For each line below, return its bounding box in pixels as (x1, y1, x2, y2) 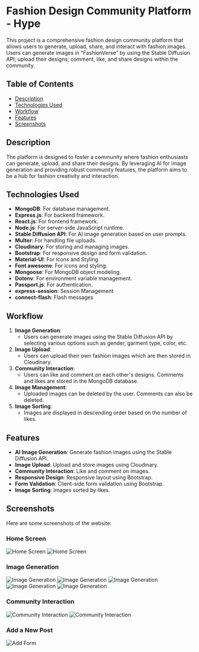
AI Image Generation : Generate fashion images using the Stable (14, 448, 172, 456)
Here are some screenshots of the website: (6, 519, 112, 526)
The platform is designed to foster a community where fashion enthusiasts (6, 153, 188, 160)
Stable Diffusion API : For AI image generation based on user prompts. (14, 230, 187, 238)
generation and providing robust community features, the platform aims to (6, 166, 187, 173)
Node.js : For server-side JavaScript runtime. (14, 224, 125, 232)
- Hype (6, 17, 41, 30)
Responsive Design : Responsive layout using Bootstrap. (14, 474, 153, 481)
